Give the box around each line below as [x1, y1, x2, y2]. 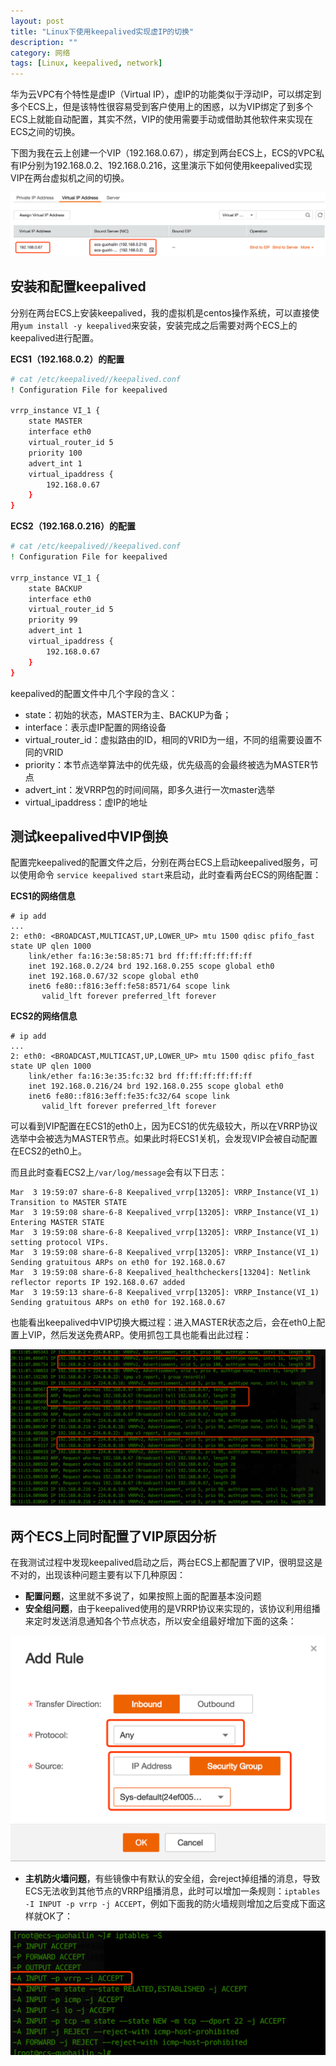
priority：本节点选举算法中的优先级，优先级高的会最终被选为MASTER [24, 758, 310, 770]
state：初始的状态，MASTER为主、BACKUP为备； [24, 708, 232, 720]
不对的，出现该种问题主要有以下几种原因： [10, 1569, 186, 1581]
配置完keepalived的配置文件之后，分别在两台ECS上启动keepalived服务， [10, 856, 310, 869]
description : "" [10, 37, 78, 47]
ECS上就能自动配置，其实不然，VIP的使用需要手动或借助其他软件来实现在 [10, 113, 313, 125]
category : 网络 [10, 48, 71, 58]
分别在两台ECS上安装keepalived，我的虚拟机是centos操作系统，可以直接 [10, 306, 311, 319]
